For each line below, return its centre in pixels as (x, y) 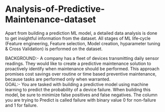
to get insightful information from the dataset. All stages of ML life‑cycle (78, 38)
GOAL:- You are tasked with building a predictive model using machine (77, 84)
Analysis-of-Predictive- (55, 9)
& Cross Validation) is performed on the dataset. (54, 49)
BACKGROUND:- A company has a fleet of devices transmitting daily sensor (82, 58)
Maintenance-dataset (50, 19)
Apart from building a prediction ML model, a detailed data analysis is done (81, 33)
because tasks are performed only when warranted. (58, 79)
